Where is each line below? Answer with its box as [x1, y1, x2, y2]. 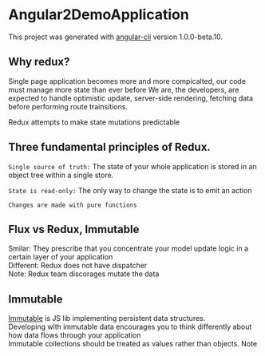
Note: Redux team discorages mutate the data [8, 269, 160, 279]
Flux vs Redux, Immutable [8, 222, 140, 236]
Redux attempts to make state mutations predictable [8, 117, 180, 127]
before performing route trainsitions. [8, 101, 128, 111]
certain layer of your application [8, 252, 113, 262]
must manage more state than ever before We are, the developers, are [8, 85, 239, 94]
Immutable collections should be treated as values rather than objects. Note [8, 339, 258, 349]
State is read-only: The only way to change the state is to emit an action [8, 185, 252, 195]
